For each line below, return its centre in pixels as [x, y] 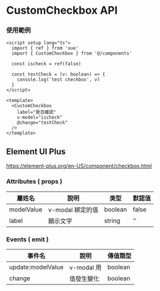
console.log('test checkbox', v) [59, 80]
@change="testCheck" [42, 123]
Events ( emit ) [27, 239]
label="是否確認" [37, 112]
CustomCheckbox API [62, 10]
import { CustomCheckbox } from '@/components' [72, 54]
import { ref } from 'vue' [45, 48]
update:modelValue [36, 267]
